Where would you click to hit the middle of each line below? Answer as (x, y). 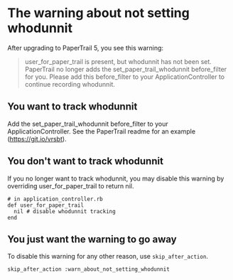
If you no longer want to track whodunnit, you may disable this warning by (116, 178)
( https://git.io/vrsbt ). (37, 139)
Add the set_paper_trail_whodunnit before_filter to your (88, 124)
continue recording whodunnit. (70, 84)
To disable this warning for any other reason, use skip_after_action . (108, 257)
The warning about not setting (98, 13)
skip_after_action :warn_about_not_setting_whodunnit (89, 269)
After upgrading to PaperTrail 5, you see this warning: (86, 48)
